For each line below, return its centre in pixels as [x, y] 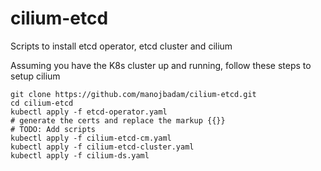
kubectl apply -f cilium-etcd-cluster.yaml [102, 147]
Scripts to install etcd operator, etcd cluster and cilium [121, 46]
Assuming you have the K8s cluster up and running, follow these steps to [161, 65]
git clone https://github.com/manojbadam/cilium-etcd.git [133, 94]
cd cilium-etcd [42, 103]
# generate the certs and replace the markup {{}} [118, 120]
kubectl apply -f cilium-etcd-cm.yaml [91, 138]
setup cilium [35, 76]
